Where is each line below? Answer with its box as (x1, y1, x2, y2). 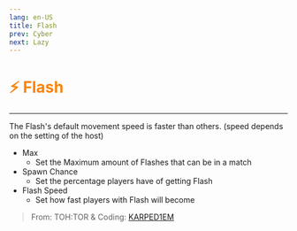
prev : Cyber (9, 29, 53, 38)
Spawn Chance (21, 166, 78, 177)
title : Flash (9, 21, 57, 30)
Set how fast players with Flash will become (34, 195, 195, 205)
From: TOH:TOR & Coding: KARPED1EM (30, 212, 175, 222)
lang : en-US (9, 12, 53, 22)
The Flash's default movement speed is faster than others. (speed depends (9, 121, 284, 132)
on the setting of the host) (9, 130, 104, 142)
